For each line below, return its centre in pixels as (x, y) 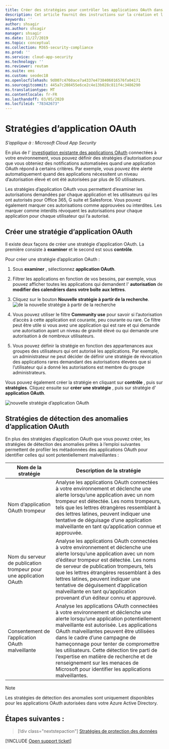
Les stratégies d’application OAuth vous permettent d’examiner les (74, 189)
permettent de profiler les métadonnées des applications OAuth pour (76, 450)
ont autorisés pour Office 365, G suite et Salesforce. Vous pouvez (73, 200)
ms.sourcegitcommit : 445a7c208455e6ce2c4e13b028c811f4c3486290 (73, 85)
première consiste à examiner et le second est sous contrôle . (69, 249)
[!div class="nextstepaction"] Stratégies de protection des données (87, 731)
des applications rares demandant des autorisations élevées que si (82, 362)
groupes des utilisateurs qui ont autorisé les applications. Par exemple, (86, 351)
